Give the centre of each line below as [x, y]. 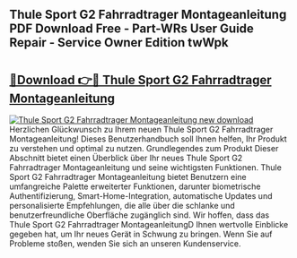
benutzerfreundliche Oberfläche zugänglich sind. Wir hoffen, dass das [140, 215]
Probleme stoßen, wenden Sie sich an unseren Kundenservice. [125, 244]
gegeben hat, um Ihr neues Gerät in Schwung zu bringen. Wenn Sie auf [141, 234]
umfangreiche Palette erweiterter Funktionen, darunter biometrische [135, 186]
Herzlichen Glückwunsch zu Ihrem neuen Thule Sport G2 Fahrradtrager [141, 129]
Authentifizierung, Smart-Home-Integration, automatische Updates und [141, 196]
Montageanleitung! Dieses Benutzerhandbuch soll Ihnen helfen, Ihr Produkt [148, 139]
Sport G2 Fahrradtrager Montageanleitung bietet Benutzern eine [128, 177]
